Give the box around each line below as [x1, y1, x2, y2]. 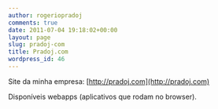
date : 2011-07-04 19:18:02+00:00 [8, 26, 118, 34]
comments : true [8, 19, 58, 27]
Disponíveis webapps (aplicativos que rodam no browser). [8, 92, 197, 101]
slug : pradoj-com [8, 41, 65, 49]
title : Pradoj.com [8, 48, 68, 56]
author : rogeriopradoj [8, 11, 83, 20]
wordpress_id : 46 [8, 56, 65, 64]
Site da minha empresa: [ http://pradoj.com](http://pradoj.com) [8, 76, 210, 86]
